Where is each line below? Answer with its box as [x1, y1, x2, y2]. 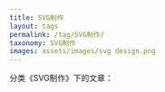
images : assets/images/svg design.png [9, 47, 156, 56]
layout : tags [9, 22, 59, 31]
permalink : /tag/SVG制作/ [9, 30, 104, 39]
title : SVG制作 [9, 13, 64, 23]
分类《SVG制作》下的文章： [9, 73, 113, 84]
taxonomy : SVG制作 [9, 38, 76, 48]
